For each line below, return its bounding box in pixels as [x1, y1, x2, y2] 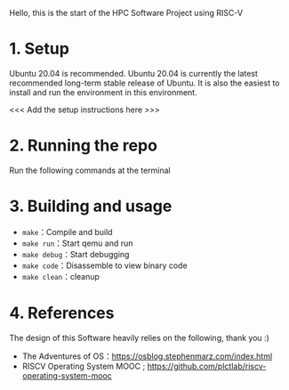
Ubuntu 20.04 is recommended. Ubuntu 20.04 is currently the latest [9, 68, 258, 78]
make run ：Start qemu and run [21, 238, 133, 248]
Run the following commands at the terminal [9, 165, 171, 175]
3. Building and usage [9, 196, 173, 216]
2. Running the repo [9, 135, 158, 156]
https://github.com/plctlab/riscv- [147, 361, 267, 371]
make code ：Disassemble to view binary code [21, 260, 189, 271]
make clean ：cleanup [21, 271, 100, 281]
